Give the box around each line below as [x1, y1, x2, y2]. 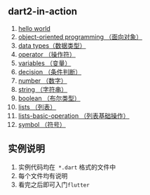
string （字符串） [18, 85, 68, 93]
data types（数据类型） [18, 41, 86, 50]
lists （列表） [18, 102, 57, 111]
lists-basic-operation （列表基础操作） [18, 112, 130, 120]
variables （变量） [18, 59, 71, 67]
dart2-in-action [8, 6, 78, 18]
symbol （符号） [18, 120, 66, 128]
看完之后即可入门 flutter [18, 180, 90, 189]
